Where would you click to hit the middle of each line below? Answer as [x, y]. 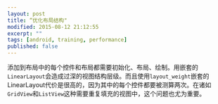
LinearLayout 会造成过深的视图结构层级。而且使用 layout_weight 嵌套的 [108, 76]
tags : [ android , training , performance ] [68, 40]
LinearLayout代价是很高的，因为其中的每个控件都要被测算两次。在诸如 [109, 85]
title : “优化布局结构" [37, 20]
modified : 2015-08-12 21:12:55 [53, 27]
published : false [33, 46]
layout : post [26, 14]
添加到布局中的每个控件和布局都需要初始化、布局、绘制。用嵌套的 [103, 67]
